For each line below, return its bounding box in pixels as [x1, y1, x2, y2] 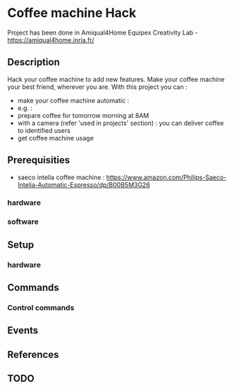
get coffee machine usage [17, 133, 94, 142]
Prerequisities [7, 154, 70, 167]
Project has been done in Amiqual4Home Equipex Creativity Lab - [7, 28, 199, 37]
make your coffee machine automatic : [17, 96, 130, 104]
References [7, 348, 59, 361]
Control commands [7, 303, 75, 313]
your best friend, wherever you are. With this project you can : [7, 83, 188, 91]
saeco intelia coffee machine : [17, 173, 105, 181]
